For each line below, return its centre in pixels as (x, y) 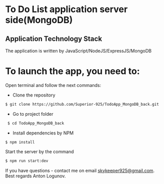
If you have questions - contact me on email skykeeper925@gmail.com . (80, 170)
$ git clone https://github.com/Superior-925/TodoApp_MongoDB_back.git (82, 104)
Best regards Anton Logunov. (36, 176)
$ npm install (20, 142)
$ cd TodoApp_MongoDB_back (36, 123)
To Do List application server (66, 9)
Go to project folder (33, 114)
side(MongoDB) (39, 20)
